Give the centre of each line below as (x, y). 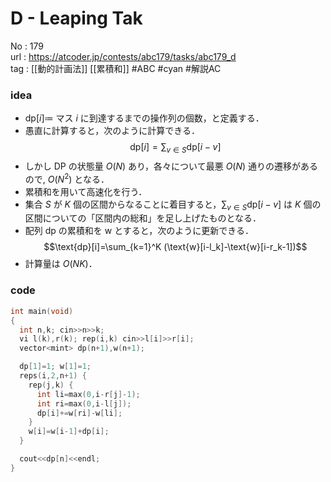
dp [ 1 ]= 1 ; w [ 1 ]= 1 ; (55, 367)
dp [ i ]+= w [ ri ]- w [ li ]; (79, 413)
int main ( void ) (42, 311)
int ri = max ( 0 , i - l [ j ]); (84, 403)
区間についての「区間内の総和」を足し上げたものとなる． (143, 218)
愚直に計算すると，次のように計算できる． (112, 131)
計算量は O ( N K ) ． (61, 264)
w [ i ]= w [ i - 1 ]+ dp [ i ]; (69, 432)
